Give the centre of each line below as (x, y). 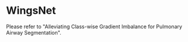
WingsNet (31, 11)
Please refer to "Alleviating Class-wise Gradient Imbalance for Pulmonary (94, 26)
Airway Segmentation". (34, 32)
